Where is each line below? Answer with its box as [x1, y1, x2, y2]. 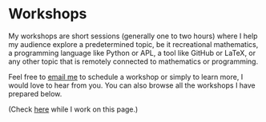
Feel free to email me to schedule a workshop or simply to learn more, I [8, 72, 244, 81]
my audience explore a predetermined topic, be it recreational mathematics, [8, 39, 259, 49]
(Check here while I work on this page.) [8, 104, 139, 114]
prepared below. [8, 89, 62, 98]
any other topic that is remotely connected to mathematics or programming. [8, 57, 259, 66]
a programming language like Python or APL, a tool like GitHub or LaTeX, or [8, 48, 256, 57]
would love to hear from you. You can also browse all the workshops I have [8, 81, 256, 90]
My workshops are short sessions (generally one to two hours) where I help [8, 31, 258, 41]
